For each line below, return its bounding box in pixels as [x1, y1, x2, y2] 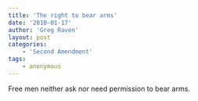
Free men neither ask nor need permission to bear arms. [8, 84, 191, 93]
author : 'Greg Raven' [8, 26, 79, 34]
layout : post [8, 33, 51, 41]
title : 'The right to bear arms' [8, 11, 118, 20]
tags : [8, 56, 26, 63]
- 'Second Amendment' [22, 48, 93, 56]
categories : [8, 41, 47, 49]
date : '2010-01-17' [8, 19, 72, 27]
